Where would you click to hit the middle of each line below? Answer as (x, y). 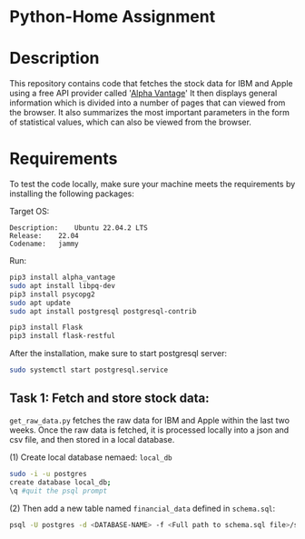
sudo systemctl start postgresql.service (89, 370)
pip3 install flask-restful (63, 336)
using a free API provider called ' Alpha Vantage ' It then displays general (143, 94)
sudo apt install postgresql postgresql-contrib (103, 311)
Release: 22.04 (44, 236)
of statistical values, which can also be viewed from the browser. (131, 122)
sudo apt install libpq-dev (63, 285)
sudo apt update (40, 303)
